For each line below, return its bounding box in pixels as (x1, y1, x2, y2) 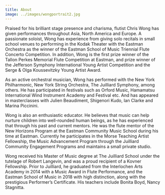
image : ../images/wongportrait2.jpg (5, 12, 80, 17)
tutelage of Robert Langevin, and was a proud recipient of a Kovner (5, 158, 142, 164)
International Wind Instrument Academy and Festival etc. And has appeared (5, 92, 159, 98)
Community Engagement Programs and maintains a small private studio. (5, 143, 152, 149)
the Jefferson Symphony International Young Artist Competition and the (5, 62, 151, 68)
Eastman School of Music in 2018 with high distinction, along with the (5, 174, 146, 180)
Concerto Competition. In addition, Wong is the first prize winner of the (5, 51, 149, 57)
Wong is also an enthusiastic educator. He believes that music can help (5, 112, 149, 118)
